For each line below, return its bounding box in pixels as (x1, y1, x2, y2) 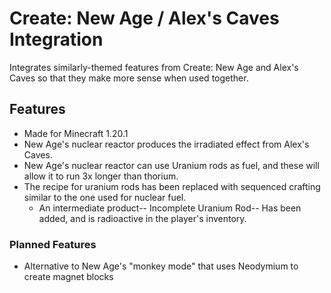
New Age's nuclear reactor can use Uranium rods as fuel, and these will (23, 159, 320, 171)
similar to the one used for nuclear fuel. (23, 191, 187, 203)
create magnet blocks (23, 271, 114, 283)
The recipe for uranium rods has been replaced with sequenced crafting (23, 180, 321, 192)
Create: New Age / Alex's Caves (9, 7, 280, 30)
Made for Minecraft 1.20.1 (23, 127, 129, 139)
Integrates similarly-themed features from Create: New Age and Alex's (9, 61, 299, 73)
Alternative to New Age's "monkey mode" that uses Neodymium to (23, 260, 299, 272)
